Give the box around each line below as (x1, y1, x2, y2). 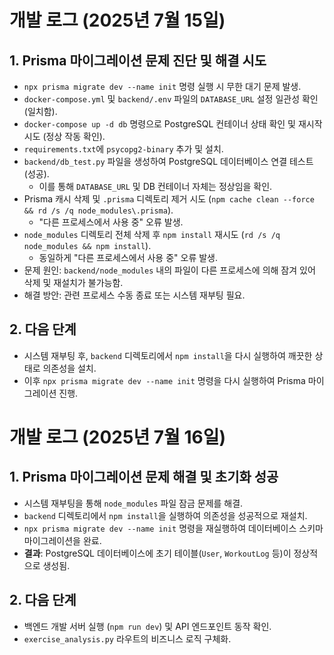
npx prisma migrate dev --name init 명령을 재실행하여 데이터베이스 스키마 (23, 522, 324, 534)
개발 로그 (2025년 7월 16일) (9, 426, 227, 448)
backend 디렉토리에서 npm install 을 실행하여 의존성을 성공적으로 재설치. (23, 509, 308, 521)
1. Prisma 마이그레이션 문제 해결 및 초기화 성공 (9, 469, 279, 486)
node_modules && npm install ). (23, 240, 152, 251)
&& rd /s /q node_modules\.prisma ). (23, 204, 174, 216)
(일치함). (23, 106, 58, 117)
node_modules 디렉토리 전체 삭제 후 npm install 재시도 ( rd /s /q (23, 229, 281, 240)
